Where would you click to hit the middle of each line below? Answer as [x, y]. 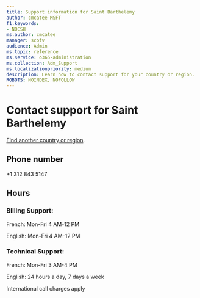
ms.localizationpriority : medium [49, 69]
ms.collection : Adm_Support [42, 63]
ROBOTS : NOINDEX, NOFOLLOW [41, 80]
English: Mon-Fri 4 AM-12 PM [43, 236]
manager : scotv [26, 40]
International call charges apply [46, 288]
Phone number [35, 159]
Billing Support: [30, 211]
